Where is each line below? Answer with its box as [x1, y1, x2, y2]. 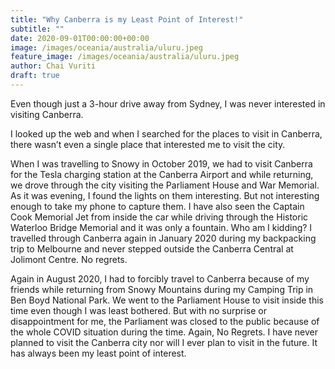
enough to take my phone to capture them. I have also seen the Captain [10, 200, 305, 212]
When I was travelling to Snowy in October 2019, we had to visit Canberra [10, 157, 313, 170]
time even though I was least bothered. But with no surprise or [10, 304, 267, 316]
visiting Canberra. [10, 108, 84, 120]
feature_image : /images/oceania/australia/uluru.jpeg [10, 52, 240, 62]
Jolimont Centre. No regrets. [10, 253, 128, 265]
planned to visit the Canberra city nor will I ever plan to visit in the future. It [10, 336, 318, 348]
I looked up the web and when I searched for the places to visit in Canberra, [10, 127, 323, 140]
